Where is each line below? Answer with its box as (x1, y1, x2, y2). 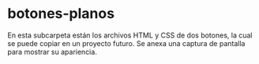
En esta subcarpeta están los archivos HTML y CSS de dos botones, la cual (7, 30, 253, 40)
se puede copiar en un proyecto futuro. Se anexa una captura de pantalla (7, 38, 246, 48)
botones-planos (7, 5, 115, 23)
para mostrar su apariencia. (7, 47, 98, 56)
